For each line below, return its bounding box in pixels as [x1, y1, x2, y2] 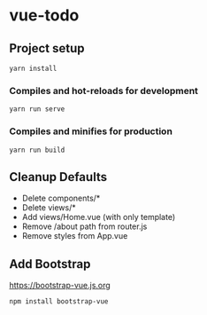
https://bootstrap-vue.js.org [9, 280, 111, 291]
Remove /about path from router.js [21, 221, 148, 232]
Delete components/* [21, 193, 101, 204]
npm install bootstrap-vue [9, 297, 109, 306]
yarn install [9, 64, 57, 73]
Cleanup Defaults [9, 169, 108, 185]
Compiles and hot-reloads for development [9, 84, 199, 97]
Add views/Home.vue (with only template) [21, 212, 176, 223]
